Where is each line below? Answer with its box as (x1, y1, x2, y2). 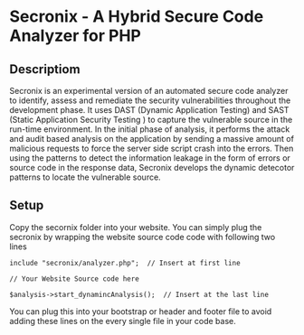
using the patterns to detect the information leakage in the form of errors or (9, 153, 291, 163)
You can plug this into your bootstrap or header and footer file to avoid (9, 305, 272, 317)
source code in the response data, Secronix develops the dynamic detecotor (9, 163, 295, 172)
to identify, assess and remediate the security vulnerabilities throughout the (9, 95, 291, 106)
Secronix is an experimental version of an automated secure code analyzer (9, 86, 289, 96)
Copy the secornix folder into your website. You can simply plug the (9, 221, 262, 232)
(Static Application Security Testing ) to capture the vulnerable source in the (9, 115, 293, 125)
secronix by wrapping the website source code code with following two (9, 231, 276, 242)
